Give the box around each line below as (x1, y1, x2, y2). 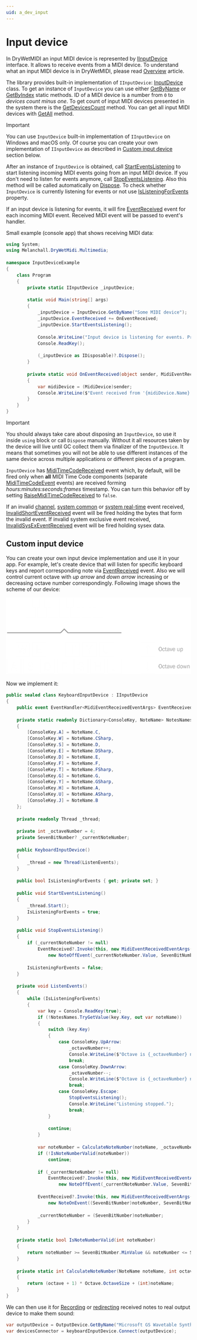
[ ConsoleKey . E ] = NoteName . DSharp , (27, 748, 114, 754)
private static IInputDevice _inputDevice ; (27, 285, 135, 291)
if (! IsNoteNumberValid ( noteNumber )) (37, 1150, 130, 1156)
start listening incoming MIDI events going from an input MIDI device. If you (6, 169, 188, 176)
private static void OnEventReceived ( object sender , (27, 371, 159, 377)
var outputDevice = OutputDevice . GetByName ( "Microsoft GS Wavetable (6, 1322, 177, 1328)
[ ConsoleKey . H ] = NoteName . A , (27, 785, 101, 791)
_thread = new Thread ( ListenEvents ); (27, 859, 119, 866)
